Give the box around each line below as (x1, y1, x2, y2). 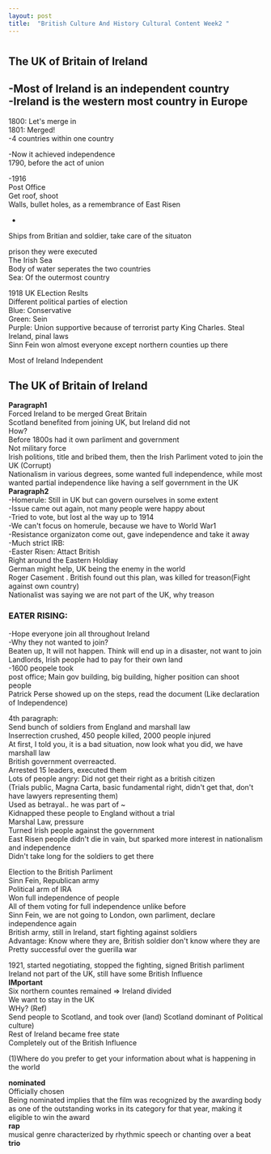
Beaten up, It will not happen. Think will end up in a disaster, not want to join (8, 646, 262, 655)
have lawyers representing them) (8, 791, 119, 800)
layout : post (8, 11, 53, 20)
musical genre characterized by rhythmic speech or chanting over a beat (8, 1129, 252, 1139)
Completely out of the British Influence (8, 1037, 138, 1047)
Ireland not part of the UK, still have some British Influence (8, 968, 203, 978)
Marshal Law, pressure (8, 817, 84, 826)
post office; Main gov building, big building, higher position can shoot (8, 671, 240, 681)
